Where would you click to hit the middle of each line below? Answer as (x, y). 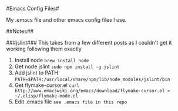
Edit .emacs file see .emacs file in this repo (71, 102)
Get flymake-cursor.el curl (47, 85)
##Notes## (20, 31)
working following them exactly (44, 49)
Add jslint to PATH (36, 73)
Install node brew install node (52, 60)
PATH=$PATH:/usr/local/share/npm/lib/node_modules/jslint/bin (92, 79)
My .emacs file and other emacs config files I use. (66, 20)
